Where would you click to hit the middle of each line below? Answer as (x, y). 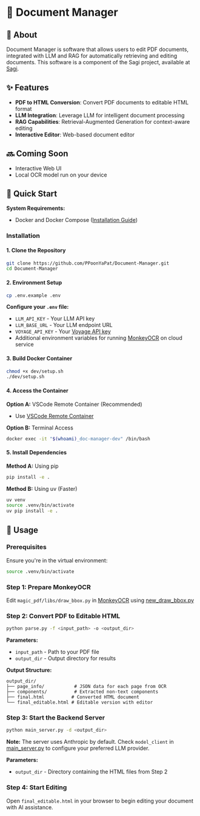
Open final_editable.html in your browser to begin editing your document (100, 801)
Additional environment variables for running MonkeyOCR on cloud (99, 338)
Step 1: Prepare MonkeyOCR (48, 587)
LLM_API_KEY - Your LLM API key (55, 319)
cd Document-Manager (32, 269)
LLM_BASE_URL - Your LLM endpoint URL (64, 325)
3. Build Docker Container (39, 358)
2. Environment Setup (34, 282)
